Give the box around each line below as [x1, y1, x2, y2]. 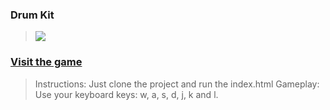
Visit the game [10, 55, 83, 69]
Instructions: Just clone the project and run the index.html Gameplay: [34, 78, 320, 90]
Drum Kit [10, 8, 55, 22]
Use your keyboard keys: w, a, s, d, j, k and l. [34, 88, 219, 100]
